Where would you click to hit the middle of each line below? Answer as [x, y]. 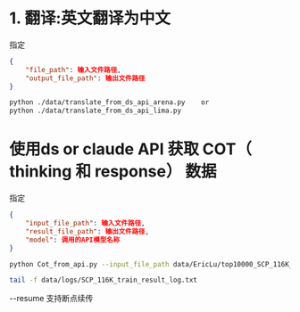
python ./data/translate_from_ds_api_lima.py [95, 111]
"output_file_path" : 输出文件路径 [85, 78]
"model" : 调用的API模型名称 [73, 240]
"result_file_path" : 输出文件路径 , [87, 231]
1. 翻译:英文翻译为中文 [90, 18]
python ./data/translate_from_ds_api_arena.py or [109, 103]
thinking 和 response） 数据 [113, 172]
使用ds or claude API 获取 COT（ [131, 149]
